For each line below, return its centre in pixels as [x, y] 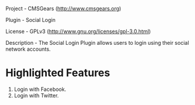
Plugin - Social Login [31, 20]
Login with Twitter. [36, 95]
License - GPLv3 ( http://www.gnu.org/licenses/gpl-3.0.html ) [78, 31]
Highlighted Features [58, 73]
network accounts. [28, 49]
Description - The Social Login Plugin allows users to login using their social [97, 43]
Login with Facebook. [40, 89]
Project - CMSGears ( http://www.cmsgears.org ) [63, 9]
